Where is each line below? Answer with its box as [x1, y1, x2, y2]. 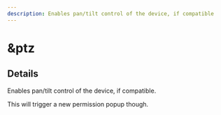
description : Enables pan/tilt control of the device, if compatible [7, 10, 215, 17]
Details [7, 68, 38, 80]
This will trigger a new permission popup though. [7, 100, 149, 108]
